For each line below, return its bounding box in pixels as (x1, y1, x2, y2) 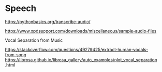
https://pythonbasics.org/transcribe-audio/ (5, 19, 91, 24)
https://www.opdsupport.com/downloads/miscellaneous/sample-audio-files (5, 28, 157, 34)
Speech (5, 3, 37, 14)
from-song (5, 51, 27, 58)
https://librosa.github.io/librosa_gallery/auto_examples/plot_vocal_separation (5, 57, 157, 62)
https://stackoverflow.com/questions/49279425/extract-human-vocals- (5, 47, 148, 52)
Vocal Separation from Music (5, 37, 63, 43)
